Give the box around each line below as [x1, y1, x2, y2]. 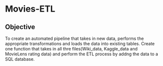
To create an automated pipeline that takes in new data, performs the [5, 35, 144, 41]
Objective [5, 23, 36, 31]
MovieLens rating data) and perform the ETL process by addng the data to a [5, 51, 158, 57]
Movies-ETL [5, 3, 56, 15]
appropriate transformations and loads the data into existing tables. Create [5, 41, 155, 47]
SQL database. [5, 56, 35, 62]
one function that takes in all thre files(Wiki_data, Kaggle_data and [5, 46, 138, 51]
